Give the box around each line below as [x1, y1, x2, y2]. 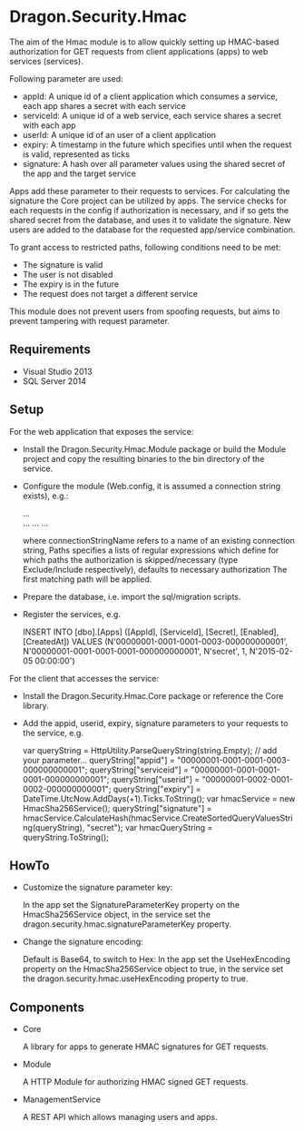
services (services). [9, 55, 83, 66]
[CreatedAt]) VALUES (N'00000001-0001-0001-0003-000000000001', [22, 635, 289, 646]
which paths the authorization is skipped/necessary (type [22, 554, 239, 565]
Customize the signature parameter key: [22, 882, 173, 893]
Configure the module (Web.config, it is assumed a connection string [22, 480, 281, 491]
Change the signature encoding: [22, 937, 143, 948]
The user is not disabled [22, 269, 113, 280]
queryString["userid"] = [111, 773, 201, 784]
